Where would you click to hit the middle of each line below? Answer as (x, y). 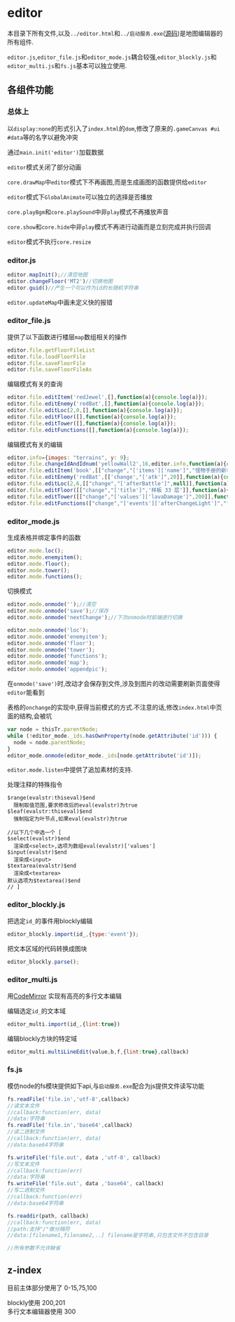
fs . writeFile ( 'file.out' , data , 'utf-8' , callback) (84, 1157)
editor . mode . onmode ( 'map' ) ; (48, 663)
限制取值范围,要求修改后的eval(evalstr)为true (76, 805)
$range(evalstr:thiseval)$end (51, 798)
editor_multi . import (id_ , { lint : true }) (64, 1024)
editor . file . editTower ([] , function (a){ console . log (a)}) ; (92, 423)
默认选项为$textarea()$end (44, 881)
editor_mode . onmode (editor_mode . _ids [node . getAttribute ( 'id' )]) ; (104, 755)
